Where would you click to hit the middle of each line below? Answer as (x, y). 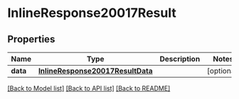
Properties (31, 39)
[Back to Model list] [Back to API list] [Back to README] (89, 88)
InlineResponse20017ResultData (95, 71)
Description (180, 59)
